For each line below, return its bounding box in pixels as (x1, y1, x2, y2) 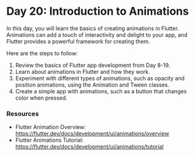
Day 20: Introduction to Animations (6, 4, 189, 18)
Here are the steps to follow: (6, 49, 78, 57)
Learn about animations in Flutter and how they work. (15, 68, 150, 75)
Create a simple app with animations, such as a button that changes (15, 87, 187, 95)
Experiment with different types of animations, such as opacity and (15, 74, 185, 82)
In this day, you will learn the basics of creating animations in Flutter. (6, 25, 179, 32)
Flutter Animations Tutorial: (15, 136, 84, 144)
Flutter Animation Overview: (15, 123, 86, 131)
